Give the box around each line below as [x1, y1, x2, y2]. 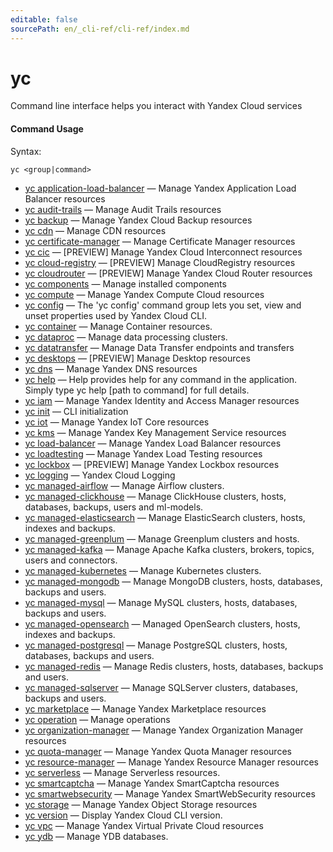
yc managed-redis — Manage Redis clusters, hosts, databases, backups [24, 660, 324, 672]
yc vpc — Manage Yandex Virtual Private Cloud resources [24, 819, 264, 831]
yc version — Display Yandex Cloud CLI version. [24, 809, 223, 821]
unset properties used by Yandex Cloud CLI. [24, 309, 207, 321]
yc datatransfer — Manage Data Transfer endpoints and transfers [24, 341, 295, 353]
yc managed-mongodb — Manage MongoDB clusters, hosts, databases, [24, 575, 323, 587]
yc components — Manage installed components [24, 277, 227, 290]
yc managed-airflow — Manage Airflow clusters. [24, 479, 225, 491]
